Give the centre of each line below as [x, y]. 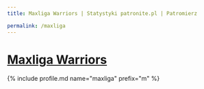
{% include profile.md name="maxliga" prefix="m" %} [84, 79]
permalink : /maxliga [37, 26]
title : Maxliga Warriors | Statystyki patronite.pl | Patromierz [102, 13]
